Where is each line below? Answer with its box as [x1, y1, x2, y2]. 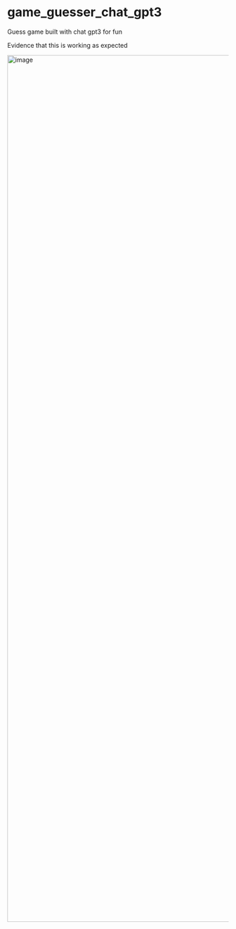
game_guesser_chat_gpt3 [7, 4, 162, 20]
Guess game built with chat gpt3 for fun [7, 27, 123, 36]
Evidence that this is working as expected [7, 41, 128, 49]
